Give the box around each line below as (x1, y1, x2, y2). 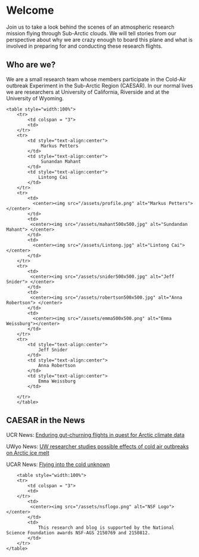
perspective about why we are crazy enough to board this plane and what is (6, 36, 193, 43)
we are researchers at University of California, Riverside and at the (6, 88, 170, 96)
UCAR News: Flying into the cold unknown (6, 461, 110, 468)
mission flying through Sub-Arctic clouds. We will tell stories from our (6, 29, 177, 36)
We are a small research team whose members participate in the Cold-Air (6, 75, 186, 82)
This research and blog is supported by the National (38, 524, 175, 531)
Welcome (6, 4, 54, 17)
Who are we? (6, 60, 56, 70)
